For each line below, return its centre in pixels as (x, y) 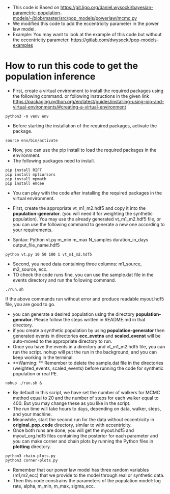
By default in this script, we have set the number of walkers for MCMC (86, 392)
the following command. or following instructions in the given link (81, 96)
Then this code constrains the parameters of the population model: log (87, 480)
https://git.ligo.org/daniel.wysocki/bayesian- (107, 7)
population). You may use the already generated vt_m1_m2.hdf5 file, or (87, 219)
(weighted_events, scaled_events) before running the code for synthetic (88, 368)
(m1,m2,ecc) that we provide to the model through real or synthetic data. (88, 475)
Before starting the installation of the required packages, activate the (85, 126)
